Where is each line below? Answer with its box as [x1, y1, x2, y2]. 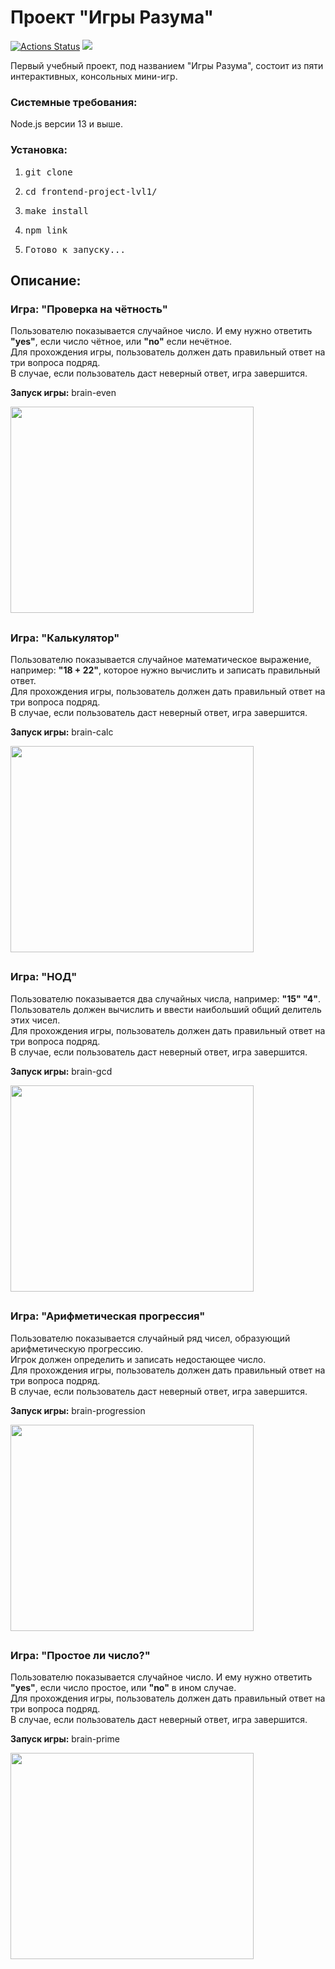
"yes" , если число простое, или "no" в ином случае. [10, 1682, 237, 1694]
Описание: [10, 272, 82, 289]
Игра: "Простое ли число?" [10, 1648, 151, 1662]
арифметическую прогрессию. [10, 1342, 144, 1355]
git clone [24, 166, 73, 178]
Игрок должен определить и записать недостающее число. [10, 1353, 267, 1365]
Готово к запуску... [24, 244, 126, 255]
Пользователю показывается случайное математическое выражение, [10, 653, 312, 665]
